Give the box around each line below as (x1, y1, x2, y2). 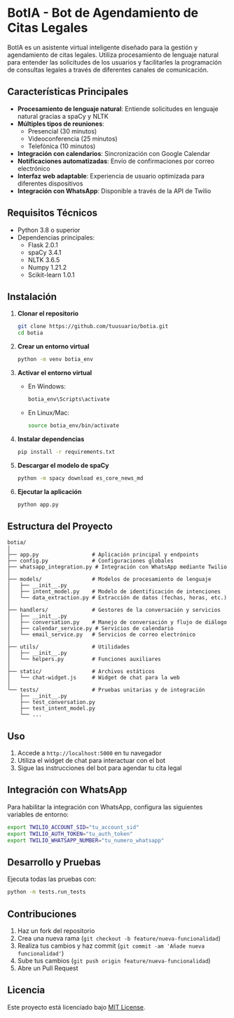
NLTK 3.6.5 (27, 255, 60, 264)
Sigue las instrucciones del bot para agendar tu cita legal (17, 764, 182, 772)
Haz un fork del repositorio (17, 926, 95, 935)
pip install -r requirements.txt (17, 448, 116, 455)
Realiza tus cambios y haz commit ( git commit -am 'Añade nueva (17, 941, 205, 950)
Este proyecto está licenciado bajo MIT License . (7, 1003, 146, 1011)
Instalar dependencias (17, 434, 85, 443)
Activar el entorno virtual (17, 369, 92, 377)
